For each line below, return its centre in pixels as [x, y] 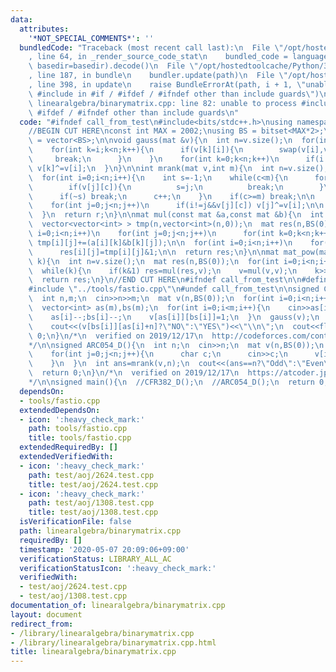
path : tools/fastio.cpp [78, 429]
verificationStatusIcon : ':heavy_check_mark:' [118, 568]
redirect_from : [42, 624]
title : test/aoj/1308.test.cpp [93, 512]
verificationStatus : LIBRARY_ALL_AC [95, 559]
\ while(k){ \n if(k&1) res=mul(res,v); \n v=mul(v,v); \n [163, 271]
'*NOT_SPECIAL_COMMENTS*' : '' [91, 38]
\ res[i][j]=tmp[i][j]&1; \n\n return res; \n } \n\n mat [154, 252]
